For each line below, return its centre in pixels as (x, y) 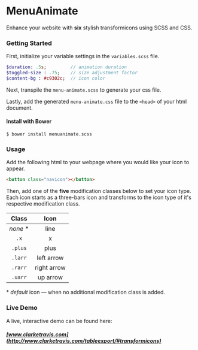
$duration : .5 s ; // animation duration (67, 67)
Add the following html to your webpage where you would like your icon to (98, 162)
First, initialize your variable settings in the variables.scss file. (83, 56)
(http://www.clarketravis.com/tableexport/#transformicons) (84, 341)
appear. (16, 168)
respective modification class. (43, 204)
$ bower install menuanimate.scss (49, 134)
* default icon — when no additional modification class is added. (86, 292)
